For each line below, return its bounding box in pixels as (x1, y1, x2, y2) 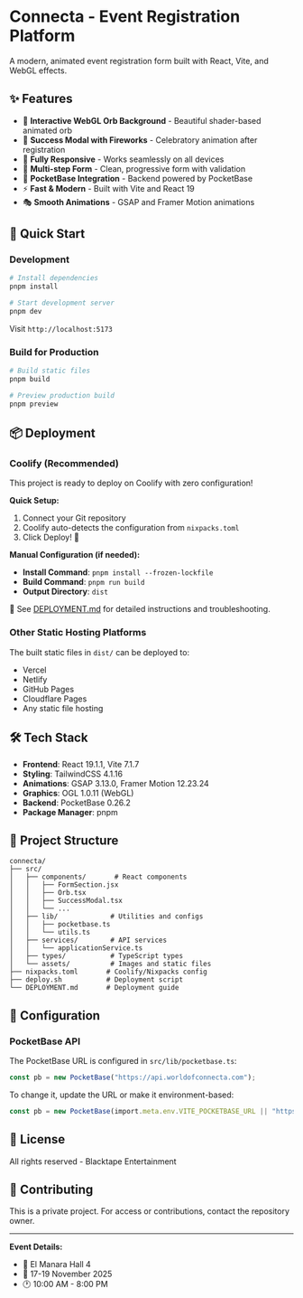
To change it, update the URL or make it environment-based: (9, 1089, 234, 1100)
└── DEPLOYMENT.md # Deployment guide (9, 983, 179, 992)
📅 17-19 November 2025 (22, 1268, 113, 1280)
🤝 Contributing (9, 1181, 94, 1197)
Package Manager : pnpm (22, 806, 119, 817)
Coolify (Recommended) (9, 457, 120, 470)
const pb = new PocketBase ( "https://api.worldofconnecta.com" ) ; (9, 1073, 256, 1082)
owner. (9, 1216, 35, 1227)
